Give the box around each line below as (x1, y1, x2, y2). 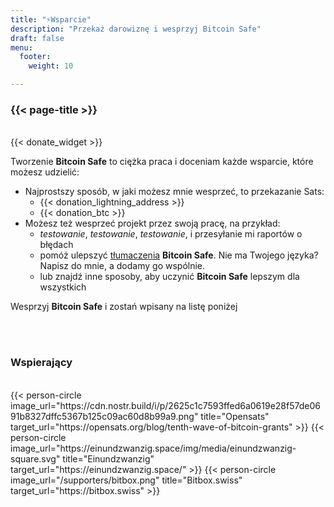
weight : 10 (28, 61, 74, 71)
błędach (39, 239, 74, 251)
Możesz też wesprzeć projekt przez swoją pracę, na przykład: (24, 217, 281, 230)
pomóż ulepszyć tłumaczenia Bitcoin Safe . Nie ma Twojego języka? (39, 249, 319, 261)
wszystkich (39, 281, 87, 293)
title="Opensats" (200, 410, 270, 422)
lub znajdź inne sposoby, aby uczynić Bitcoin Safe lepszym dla (39, 271, 300, 283)
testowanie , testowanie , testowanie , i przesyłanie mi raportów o (39, 228, 303, 240)
